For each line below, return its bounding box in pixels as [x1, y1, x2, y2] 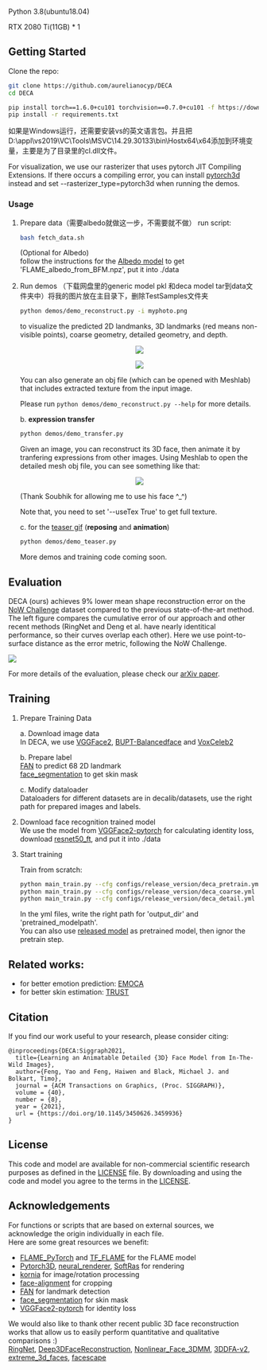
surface [8, 638, 34, 648]
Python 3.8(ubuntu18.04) [8, 7, 90, 16]
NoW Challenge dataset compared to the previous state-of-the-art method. [8, 605, 254, 614]
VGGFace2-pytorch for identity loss [19, 1303, 137, 1313]
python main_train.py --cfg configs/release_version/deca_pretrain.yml [19, 880, 262, 888]
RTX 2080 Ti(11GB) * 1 [8, 22, 81, 31]
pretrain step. [19, 935, 64, 944]
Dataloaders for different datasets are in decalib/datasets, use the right [19, 793, 253, 803]
